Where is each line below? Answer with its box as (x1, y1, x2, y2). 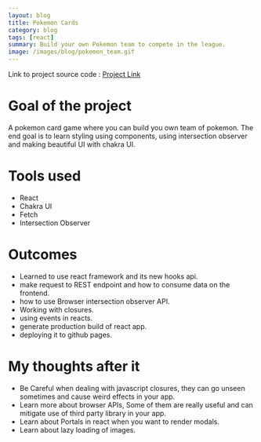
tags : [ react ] (8, 33, 55, 42)
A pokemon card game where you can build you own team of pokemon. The (8, 122, 254, 132)
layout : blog (8, 11, 51, 20)
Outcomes (8, 246, 78, 264)
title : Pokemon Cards (8, 19, 79, 27)
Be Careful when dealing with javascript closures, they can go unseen (19, 383, 245, 393)
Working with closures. (19, 305, 94, 314)
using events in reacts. (19, 313, 92, 323)
